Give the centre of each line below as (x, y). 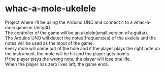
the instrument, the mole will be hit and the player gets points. (68, 54)
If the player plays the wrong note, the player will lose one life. (68, 59)
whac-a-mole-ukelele (50, 9)
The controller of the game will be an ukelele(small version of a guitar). (77, 33)
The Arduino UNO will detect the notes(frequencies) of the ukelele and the (81, 38)
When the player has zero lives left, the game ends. (57, 64)
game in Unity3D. (34, 27)
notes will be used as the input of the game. (49, 43)
